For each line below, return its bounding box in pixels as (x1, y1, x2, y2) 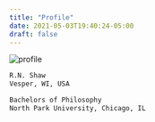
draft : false (9, 29, 58, 38)
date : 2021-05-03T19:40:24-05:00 (9, 21, 134, 30)
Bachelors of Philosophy (9, 95, 102, 105)
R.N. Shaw (9, 71, 47, 80)
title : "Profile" (9, 12, 74, 22)
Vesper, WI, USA (9, 79, 70, 89)
